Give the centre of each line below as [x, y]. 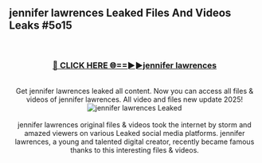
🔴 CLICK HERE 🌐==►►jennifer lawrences [135, 65]
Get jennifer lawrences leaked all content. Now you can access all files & [135, 91]
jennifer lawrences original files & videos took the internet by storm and [135, 125]
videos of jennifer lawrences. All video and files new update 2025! [135, 99]
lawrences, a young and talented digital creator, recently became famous [135, 142]
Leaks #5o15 [41, 26]
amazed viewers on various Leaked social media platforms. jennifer [135, 134]
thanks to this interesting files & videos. [135, 150]
